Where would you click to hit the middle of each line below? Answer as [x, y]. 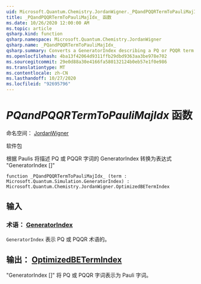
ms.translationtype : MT [36, 67]
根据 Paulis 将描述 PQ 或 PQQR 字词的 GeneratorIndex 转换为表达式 [89, 158]
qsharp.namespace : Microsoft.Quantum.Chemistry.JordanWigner [84, 39]
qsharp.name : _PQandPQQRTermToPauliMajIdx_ [61, 45]
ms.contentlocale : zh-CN [37, 73]
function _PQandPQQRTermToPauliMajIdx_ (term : [67, 176]
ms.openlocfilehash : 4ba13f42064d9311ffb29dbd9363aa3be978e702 [87, 56]
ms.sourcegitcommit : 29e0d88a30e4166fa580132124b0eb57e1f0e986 [87, 62]
